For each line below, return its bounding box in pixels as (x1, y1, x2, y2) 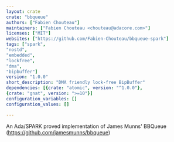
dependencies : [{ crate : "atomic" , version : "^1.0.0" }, (6, 85, 143, 91)
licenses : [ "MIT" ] (6, 31, 51, 36)
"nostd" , (6, 47, 28, 53)
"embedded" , (6, 52, 35, 58)
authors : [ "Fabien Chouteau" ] (6, 19, 80, 25)
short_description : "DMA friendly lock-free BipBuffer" (6, 80, 145, 86)
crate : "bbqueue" (6, 14, 49, 20)
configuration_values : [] (6, 101, 69, 107)
